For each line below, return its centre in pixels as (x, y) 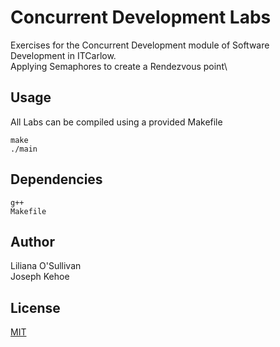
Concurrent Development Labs (141, 17)
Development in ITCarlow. (63, 55)
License (35, 307)
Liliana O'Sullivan (46, 266)
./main (24, 149)
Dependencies (56, 179)
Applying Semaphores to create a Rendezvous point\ (119, 66)
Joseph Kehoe (40, 277)
